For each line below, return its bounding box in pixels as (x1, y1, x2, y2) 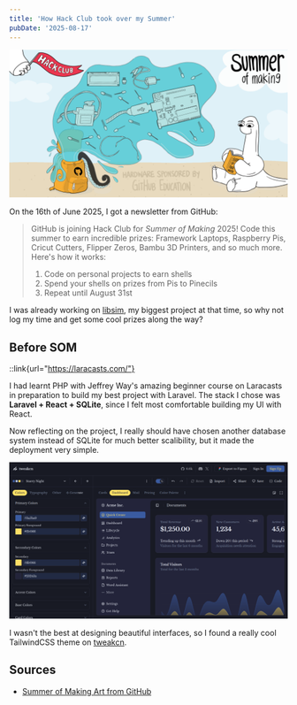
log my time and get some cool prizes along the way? (9, 314, 203, 325)
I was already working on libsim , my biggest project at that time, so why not (9, 305, 285, 316)
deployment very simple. (9, 445, 100, 456)
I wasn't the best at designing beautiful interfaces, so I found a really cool (9, 628, 277, 639)
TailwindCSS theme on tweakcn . (9, 637, 127, 648)
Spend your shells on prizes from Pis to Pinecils (43, 279, 218, 289)
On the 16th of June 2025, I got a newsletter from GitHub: (9, 206, 218, 217)
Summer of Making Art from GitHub (21, 686, 152, 696)
